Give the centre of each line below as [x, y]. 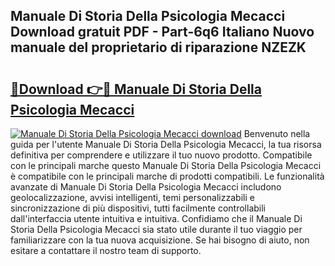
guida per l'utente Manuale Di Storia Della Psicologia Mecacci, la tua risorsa [166, 144]
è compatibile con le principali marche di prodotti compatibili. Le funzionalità [167, 176]
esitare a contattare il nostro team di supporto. [106, 250]
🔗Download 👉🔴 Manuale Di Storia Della [136, 89]
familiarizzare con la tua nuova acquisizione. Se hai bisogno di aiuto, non [160, 240]
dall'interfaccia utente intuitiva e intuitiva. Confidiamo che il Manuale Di [156, 218]
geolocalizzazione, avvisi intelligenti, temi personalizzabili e [132, 197]
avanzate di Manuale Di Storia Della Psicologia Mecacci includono [146, 187]
